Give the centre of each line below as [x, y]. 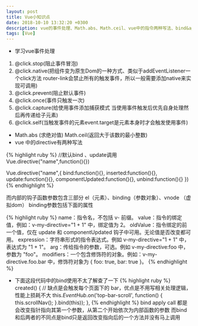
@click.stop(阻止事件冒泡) [46, 64]
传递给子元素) [42, 115]
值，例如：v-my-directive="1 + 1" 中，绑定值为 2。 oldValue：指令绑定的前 [97, 225]
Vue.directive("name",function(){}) [48, 162]
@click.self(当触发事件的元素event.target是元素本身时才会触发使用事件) [101, 123]
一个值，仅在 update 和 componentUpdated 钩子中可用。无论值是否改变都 [96, 232]
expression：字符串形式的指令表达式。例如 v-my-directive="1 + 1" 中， [103, 240]
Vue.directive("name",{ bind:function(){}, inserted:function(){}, [82, 173]
